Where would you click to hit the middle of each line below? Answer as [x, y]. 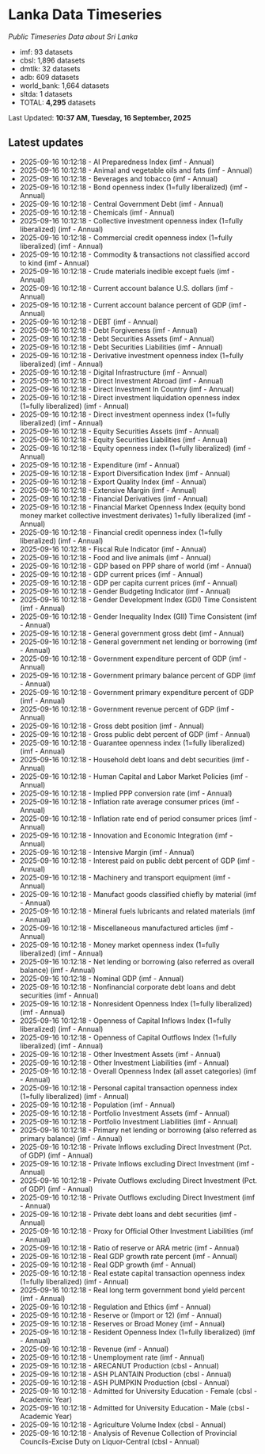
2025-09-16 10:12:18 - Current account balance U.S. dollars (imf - [127, 288]
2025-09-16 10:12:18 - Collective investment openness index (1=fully [131, 220]
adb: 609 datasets [49, 77]
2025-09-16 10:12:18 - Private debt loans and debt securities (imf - [128, 1214]
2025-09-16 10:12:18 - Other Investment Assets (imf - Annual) [120, 1054]
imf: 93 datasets [46, 52]
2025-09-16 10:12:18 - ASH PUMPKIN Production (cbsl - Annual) [125, 1382]
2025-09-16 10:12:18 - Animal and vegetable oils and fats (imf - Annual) [136, 170]
